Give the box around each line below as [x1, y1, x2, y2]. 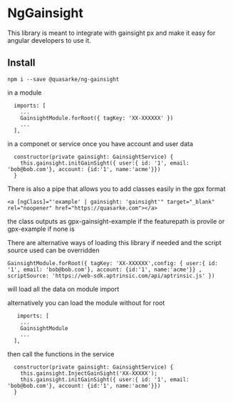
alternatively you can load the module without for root [7, 298, 165, 307]
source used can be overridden [7, 246, 100, 254]
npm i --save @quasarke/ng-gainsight [7, 76, 120, 83]
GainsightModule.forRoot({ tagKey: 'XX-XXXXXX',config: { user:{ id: [7, 259, 219, 267]
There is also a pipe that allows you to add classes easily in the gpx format [7, 184, 226, 193]
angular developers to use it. [7, 36, 91, 44]
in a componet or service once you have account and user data [7, 139, 194, 148]
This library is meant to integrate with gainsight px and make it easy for [7, 29, 216, 37]
